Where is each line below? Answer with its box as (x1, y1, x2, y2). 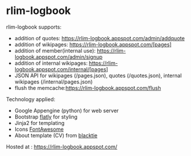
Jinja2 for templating (14, 119, 65, 126)
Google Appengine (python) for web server (14, 107, 119, 114)
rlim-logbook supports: (6, 23, 62, 30)
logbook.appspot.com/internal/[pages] (14, 65, 108, 72)
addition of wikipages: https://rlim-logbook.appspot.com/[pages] (14, 41, 172, 48)
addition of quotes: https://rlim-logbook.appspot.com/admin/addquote (14, 34, 185, 41)
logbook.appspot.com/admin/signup (14, 53, 103, 60)
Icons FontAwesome (14, 126, 64, 133)
